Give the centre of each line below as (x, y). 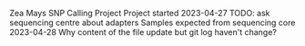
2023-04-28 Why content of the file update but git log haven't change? (143, 32)
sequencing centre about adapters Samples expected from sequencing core (152, 23)
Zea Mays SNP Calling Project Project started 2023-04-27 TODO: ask (140, 13)
